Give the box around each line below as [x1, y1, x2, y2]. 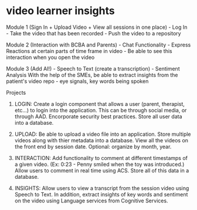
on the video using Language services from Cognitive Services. [14, 197, 168, 204]
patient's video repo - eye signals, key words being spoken [6, 78, 149, 85]
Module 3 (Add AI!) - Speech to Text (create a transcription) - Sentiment [6, 65, 180, 72]
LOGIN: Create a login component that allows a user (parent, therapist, [14, 100, 185, 107]
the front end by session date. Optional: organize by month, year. [14, 143, 172, 150]
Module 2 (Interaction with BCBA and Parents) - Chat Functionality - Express [6, 41, 191, 48]
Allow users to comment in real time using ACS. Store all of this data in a [14, 166, 189, 174]
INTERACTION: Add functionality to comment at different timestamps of [14, 154, 188, 161]
